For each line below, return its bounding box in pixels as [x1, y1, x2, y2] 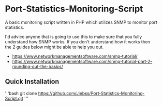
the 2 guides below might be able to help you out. [5, 44, 104, 50]
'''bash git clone [5, 90, 37, 96]
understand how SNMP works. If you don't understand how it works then [5, 39, 150, 44]
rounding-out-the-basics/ [12, 64, 63, 69]
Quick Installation [5, 78, 59, 86]
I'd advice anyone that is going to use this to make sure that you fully [5, 34, 142, 40]
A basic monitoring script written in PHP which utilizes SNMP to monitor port [5, 19, 158, 25]
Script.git [5, 95, 23, 101]
